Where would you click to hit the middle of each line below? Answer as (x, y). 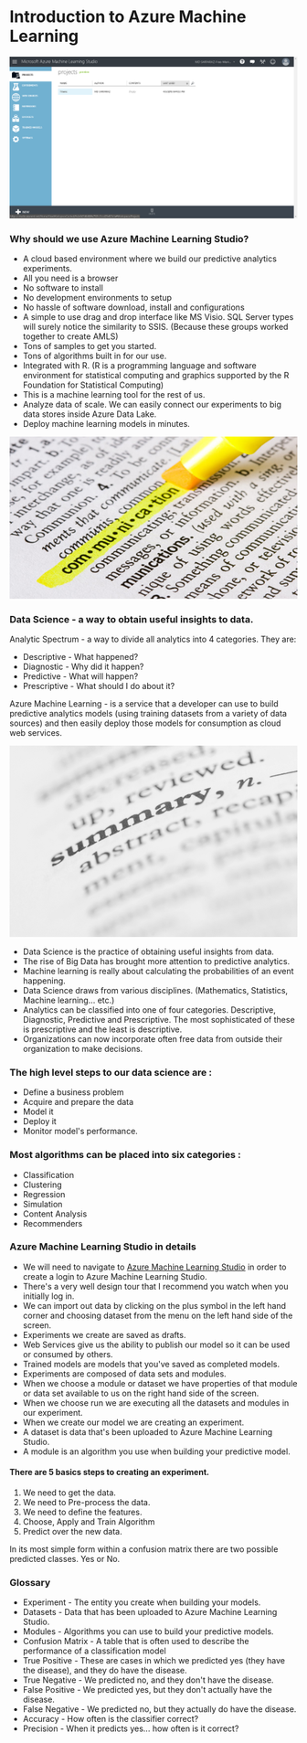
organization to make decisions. (83, 1048)
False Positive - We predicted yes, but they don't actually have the (147, 1690)
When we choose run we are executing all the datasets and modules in (156, 1403)
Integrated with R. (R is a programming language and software (140, 366)
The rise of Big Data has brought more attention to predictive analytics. (156, 961)
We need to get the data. (69, 1493)
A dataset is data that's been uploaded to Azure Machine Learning (148, 1431)
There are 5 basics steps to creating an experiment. (110, 1472)
